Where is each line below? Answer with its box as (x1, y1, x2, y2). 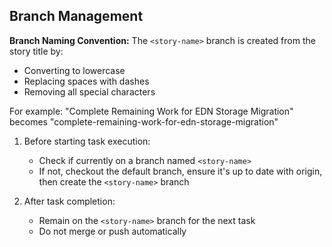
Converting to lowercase (23, 64, 126, 76)
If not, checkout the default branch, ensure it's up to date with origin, (38, 165, 323, 177)
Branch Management (9, 8, 144, 25)
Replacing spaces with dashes (23, 75, 150, 87)
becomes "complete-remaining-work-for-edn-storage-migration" (9, 115, 279, 128)
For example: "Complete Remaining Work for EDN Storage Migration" (9, 105, 294, 117)
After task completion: (23, 195, 116, 207)
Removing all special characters (23, 85, 156, 98)
